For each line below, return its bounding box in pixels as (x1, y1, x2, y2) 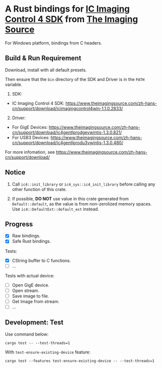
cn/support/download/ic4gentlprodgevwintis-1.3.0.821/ (12, 129, 122, 135)
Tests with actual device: (5, 272, 55, 278)
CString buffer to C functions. (12, 257, 71, 263)
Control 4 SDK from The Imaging (5, 14, 138, 25)
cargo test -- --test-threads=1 (5, 340, 70, 345)
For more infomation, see (5, 149, 55, 155)
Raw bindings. (12, 233, 41, 239)
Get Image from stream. (12, 298, 59, 304)
